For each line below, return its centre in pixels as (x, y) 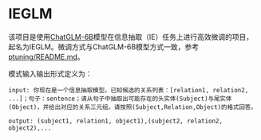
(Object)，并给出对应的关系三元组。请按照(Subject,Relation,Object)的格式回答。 (132, 107)
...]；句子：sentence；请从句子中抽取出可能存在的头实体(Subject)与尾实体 (120, 99)
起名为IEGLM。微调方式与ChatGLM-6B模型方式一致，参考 (104, 47)
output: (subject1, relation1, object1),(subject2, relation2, (116, 121)
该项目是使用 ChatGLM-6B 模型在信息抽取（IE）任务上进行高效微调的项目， (131, 37)
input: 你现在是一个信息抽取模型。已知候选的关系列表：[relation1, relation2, (129, 90)
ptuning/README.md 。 (47, 56)
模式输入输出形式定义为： (50, 73)
